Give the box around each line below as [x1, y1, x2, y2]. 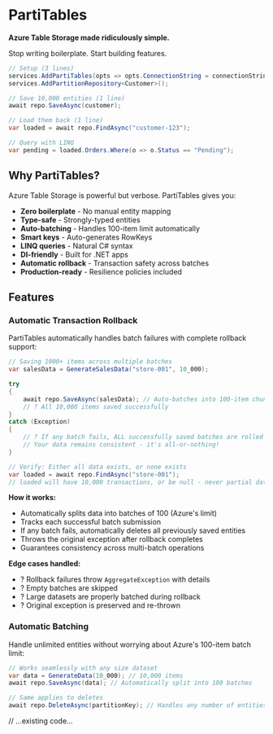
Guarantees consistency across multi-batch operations [19, 543, 205, 553]
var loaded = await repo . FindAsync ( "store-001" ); [8, 470, 180, 478]
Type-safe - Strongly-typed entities [19, 214, 141, 225]
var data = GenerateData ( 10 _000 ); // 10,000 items [8, 671, 184, 679]
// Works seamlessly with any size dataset [8, 664, 158, 672]
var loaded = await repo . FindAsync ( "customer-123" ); [8, 124, 191, 132]
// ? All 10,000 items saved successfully [23, 402, 169, 411]
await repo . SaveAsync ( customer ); [8, 102, 122, 110]
